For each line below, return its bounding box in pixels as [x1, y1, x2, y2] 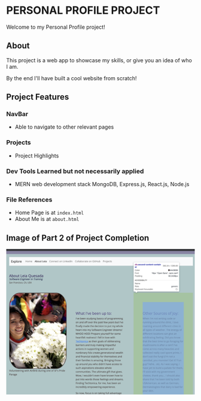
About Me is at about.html [14, 215, 80, 223]
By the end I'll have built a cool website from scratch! [6, 74, 137, 81]
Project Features [6, 92, 69, 102]
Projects [6, 138, 31, 147]
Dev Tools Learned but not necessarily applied [6, 167, 144, 175]
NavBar [6, 110, 29, 119]
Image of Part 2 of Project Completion [6, 233, 150, 243]
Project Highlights [14, 152, 59, 159]
